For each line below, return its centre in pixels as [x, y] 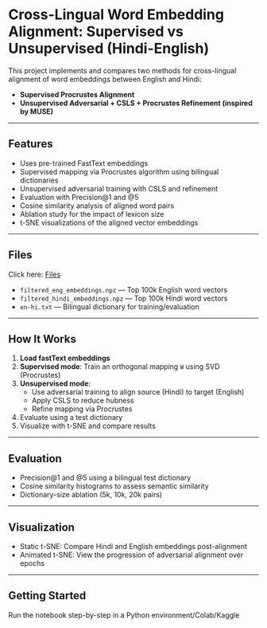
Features [31, 144]
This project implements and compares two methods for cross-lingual [122, 70]
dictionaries [39, 180]
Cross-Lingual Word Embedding [116, 15]
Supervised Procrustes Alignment [77, 94]
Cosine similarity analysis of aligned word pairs [97, 206]
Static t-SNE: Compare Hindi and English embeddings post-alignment [133, 546]
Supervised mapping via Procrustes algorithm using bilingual [119, 171]
